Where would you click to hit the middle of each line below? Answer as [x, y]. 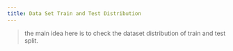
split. [31, 40]
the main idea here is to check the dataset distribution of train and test [125, 33]
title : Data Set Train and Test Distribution [74, 13]
